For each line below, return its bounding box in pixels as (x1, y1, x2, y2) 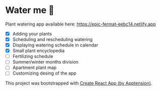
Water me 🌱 (5, 4, 54, 16)
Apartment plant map (12, 64, 57, 70)
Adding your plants (12, 30, 52, 36)
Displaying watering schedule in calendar (12, 42, 99, 48)
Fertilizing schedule (12, 53, 54, 59)
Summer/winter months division (12, 59, 79, 65)
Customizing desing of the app (12, 70, 76, 76)
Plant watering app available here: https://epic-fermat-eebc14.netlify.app (5, 21, 156, 27)
